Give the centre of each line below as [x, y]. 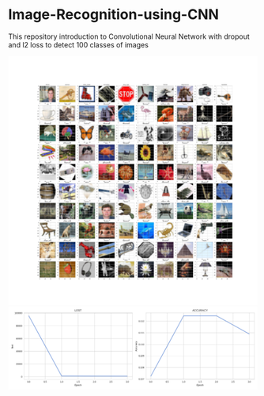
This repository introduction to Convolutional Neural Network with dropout [129, 36]
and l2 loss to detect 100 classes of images [78, 44]
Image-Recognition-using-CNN [114, 15]
